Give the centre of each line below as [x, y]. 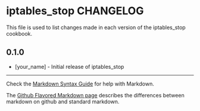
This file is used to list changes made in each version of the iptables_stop [96, 27]
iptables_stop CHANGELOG [75, 11]
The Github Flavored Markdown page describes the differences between [95, 95]
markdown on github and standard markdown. [63, 102]
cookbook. [19, 33]
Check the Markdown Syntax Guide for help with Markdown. [80, 84]
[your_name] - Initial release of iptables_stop [69, 66]
